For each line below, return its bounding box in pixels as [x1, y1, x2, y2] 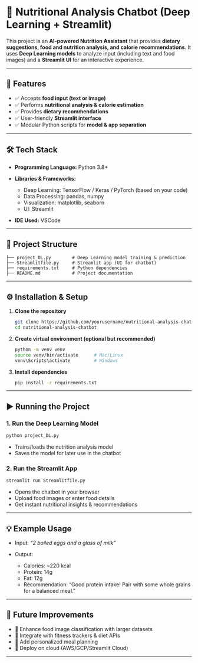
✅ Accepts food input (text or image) [14, 94, 106, 102]
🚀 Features [6, 79, 47, 89]
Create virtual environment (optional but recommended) [14, 335, 156, 342]
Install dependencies [14, 368, 68, 375]
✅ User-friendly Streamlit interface [14, 115, 101, 122]
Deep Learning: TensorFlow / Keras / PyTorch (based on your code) [23, 186, 188, 194]
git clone [14, 319, 39, 325]
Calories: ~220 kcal [23, 562, 71, 569]
